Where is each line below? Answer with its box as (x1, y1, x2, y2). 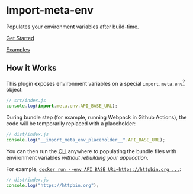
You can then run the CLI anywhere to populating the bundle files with (6, 147, 176, 154)
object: (6, 86, 24, 93)
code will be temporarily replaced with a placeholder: (6, 120, 136, 127)
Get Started (6, 34, 34, 41)
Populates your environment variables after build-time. (6, 23, 139, 30)
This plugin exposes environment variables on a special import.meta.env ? (6, 79, 185, 87)
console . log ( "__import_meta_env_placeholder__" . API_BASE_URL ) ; (6, 137, 166, 143)
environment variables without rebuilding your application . (6, 154, 149, 161)
